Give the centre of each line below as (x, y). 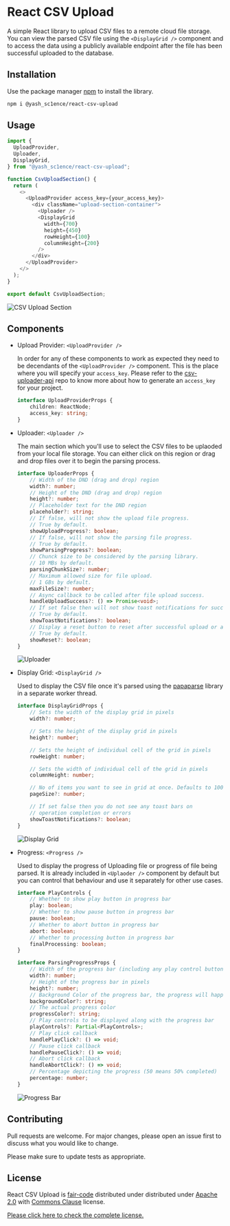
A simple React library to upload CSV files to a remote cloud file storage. (109, 31)
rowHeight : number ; (58, 757)
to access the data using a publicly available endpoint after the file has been (115, 45)
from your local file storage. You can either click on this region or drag (116, 453)
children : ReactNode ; (60, 407)
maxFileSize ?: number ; (62, 589)
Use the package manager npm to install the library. (80, 91)
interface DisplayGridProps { (60, 706)
